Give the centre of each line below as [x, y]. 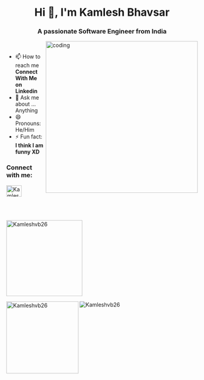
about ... [25, 104]
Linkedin [26, 91]
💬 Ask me [27, 98]
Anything [26, 110]
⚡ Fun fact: [29, 137]
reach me [27, 66]
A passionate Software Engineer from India [102, 32]
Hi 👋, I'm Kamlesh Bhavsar [102, 12]
